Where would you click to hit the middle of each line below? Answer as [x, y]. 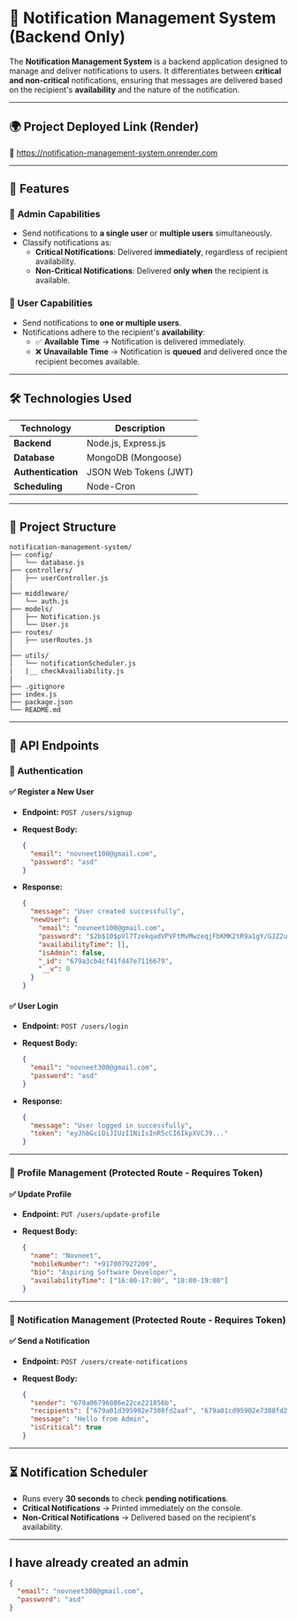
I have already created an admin [99, 1563]
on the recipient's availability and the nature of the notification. [125, 89]
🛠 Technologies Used [71, 399]
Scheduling [38, 486]
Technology [46, 428]
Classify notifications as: [67, 243]
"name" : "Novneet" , [66, 1256]
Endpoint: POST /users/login [75, 1026]
